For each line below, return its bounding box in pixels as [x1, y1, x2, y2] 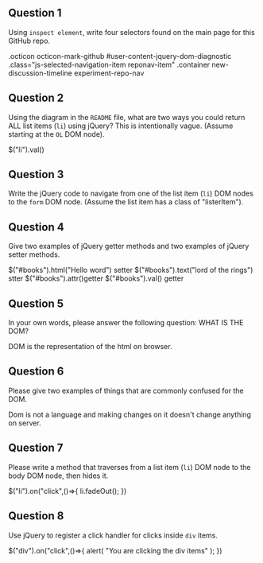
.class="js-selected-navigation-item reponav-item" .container [8, 60, 211, 69]
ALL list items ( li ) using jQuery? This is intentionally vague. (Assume [8, 121, 234, 130]
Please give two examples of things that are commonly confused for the [8, 386, 244, 395]
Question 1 [8, 6, 62, 20]
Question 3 [8, 168, 64, 181]
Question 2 [8, 91, 64, 105]
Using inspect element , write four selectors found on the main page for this [8, 27, 256, 37]
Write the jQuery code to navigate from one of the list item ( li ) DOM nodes [8, 188, 254, 198]
